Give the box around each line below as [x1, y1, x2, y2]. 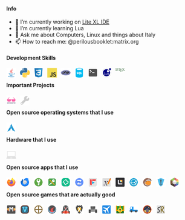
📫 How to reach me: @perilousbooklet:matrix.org [15, 38, 139, 45]
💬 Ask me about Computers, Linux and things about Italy [15, 31, 156, 39]
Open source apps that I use [6, 164, 79, 171]
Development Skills [6, 54, 56, 61]
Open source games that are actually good [6, 191, 115, 198]
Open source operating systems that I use [6, 109, 114, 116]
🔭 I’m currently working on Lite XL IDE [15, 18, 110, 25]
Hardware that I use [6, 136, 57, 144]
